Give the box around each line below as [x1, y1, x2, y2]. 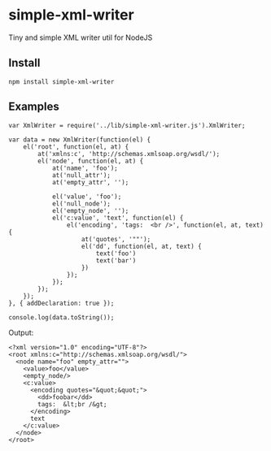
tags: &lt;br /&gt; [37, 400, 107, 408]
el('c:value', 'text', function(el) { [51, 214, 184, 222]
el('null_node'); [51, 199, 111, 208]
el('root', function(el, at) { [23, 142, 129, 151]
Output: [8, 327, 34, 337]
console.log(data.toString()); [8, 313, 115, 322]
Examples [8, 100, 59, 114]
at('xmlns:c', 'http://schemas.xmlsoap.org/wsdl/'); [37, 150, 221, 158]
